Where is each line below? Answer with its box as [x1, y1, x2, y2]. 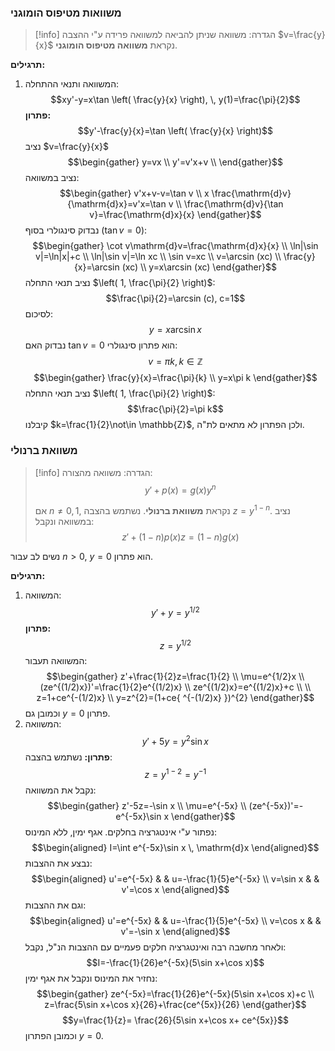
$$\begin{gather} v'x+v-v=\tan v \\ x [59, 187, 210, 200]
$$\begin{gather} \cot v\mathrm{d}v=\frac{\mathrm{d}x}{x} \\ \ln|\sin [32, 240, 319, 252]
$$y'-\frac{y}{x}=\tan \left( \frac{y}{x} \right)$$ [77, 125, 274, 137]
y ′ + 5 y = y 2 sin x [141, 734, 209, 747]
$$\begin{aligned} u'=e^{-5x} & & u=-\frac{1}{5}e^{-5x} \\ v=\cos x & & [29, 914, 322, 926]
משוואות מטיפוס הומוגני [10, 6, 122, 20]
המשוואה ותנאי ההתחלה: [24, 78, 120, 90]
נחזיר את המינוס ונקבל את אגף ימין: [24, 972, 158, 984]
